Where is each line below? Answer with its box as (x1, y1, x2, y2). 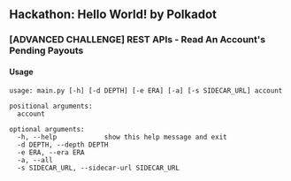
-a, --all (17, 155, 53, 164)
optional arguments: (9, 124, 86, 133)
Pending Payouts (9, 44, 84, 57)
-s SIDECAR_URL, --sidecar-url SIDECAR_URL (17, 163, 180, 172)
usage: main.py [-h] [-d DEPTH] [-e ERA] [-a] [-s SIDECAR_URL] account (9, 86, 283, 95)
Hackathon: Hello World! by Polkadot (9, 7, 217, 22)
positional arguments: (9, 102, 93, 110)
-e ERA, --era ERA (17, 147, 86, 157)
